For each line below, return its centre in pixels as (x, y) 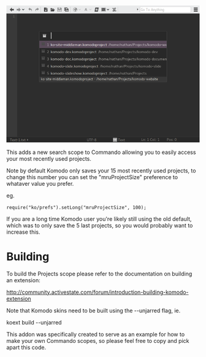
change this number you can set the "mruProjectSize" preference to (92, 177)
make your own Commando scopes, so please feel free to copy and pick (98, 340)
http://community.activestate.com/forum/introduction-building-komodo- (97, 292)
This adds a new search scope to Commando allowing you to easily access (101, 152)
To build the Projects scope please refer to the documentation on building (99, 274)
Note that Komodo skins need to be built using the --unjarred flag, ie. (93, 310)
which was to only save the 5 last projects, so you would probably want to (100, 225)
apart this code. (26, 347)
